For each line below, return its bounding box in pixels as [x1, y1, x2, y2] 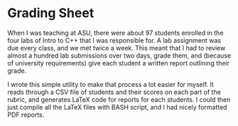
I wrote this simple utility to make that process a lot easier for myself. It [7, 80, 215, 88]
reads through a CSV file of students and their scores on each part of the [7, 88, 222, 96]
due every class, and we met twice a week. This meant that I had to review [7, 43, 226, 52]
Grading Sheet [7, 5, 94, 21]
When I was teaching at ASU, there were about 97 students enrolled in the [7, 28, 224, 37]
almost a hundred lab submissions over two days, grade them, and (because [7, 51, 232, 60]
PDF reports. [7, 110, 45, 119]
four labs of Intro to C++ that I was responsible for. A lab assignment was [7, 36, 222, 44]
